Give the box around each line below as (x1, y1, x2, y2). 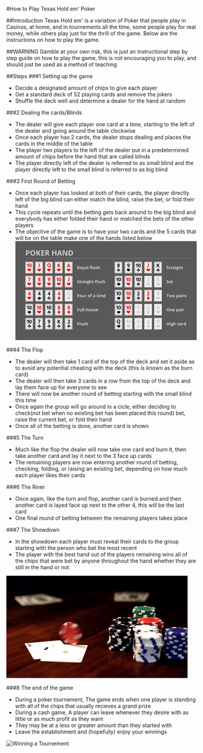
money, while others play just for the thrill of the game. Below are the (6, 30, 178, 37)
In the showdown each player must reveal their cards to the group (14, 538, 179, 545)
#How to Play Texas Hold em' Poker (6, 5, 95, 12)
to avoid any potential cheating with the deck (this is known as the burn (14, 364, 193, 372)
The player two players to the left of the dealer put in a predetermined (14, 147, 189, 153)
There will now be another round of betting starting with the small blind (14, 390, 192, 397)
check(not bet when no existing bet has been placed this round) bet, (14, 409, 186, 417)
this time (14, 397, 37, 404)
